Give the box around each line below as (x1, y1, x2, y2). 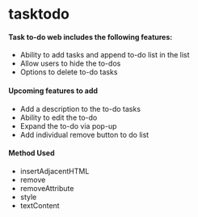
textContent (19, 200, 60, 211)
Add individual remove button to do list (19, 130, 150, 139)
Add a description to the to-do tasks (19, 104, 141, 113)
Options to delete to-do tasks (19, 67, 118, 77)
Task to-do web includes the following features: (8, 32, 173, 41)
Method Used (8, 148, 55, 158)
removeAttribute (19, 183, 74, 193)
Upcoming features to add (8, 86, 99, 96)
